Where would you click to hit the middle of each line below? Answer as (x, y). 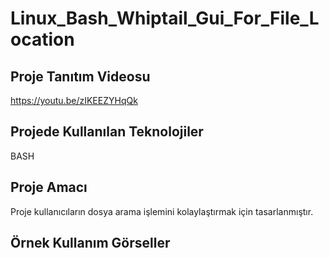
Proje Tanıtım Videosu (80, 76)
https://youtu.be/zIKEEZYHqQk (74, 100)
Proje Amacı (49, 187)
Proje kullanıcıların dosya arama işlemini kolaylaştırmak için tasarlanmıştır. (162, 211)
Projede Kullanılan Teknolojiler (107, 132)
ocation (42, 39)
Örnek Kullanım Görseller (90, 243)
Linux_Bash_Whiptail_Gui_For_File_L (165, 18)
